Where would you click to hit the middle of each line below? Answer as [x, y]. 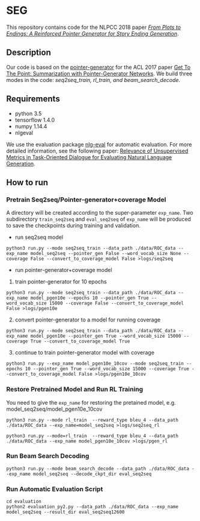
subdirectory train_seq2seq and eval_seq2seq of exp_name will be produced [98, 219]
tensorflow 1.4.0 [35, 120]
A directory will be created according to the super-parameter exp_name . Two [100, 213]
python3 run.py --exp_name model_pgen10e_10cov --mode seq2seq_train [95, 364]
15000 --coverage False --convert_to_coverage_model [117, 303]
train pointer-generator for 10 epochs [61, 282]
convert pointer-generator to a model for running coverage [88, 320]
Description [29, 53]
